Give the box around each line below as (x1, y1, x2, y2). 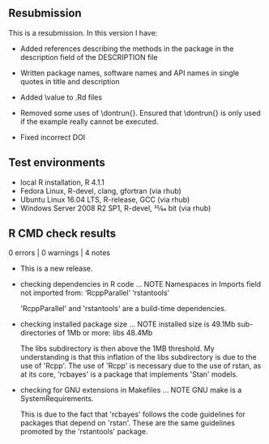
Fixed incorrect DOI (19, 132, 86, 142)
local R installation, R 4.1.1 (19, 177, 105, 187)
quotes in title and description (19, 76, 120, 86)
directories (19, 328, 57, 338)
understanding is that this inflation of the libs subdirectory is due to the (19, 352, 257, 362)
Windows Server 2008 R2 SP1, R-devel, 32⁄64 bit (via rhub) (19, 203, 211, 213)
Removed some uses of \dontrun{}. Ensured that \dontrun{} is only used (19, 108, 261, 117)
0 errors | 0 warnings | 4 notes (8, 248, 111, 258)
